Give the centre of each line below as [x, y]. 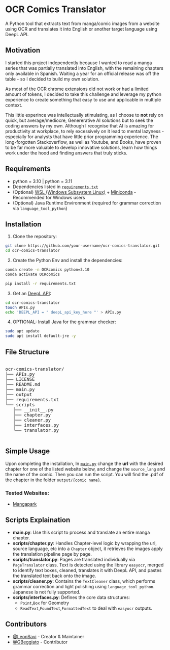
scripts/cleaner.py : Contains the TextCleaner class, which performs [84, 581]
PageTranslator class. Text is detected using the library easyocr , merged [88, 565]
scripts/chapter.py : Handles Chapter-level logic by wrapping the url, [85, 543]
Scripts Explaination [38, 520]
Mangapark [25, 504]
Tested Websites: [27, 493]
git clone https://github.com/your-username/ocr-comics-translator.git [82, 246]
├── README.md [23, 384]
